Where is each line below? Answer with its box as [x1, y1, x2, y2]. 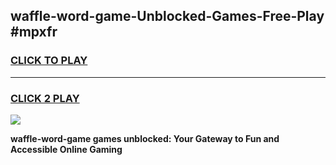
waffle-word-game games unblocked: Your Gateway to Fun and [10, 132, 280, 144]
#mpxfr [10, 24, 58, 41]
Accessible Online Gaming [10, 143, 123, 155]
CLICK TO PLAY [10, 54, 88, 68]
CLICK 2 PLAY [10, 91, 80, 105]
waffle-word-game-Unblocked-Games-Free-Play [10, 8, 325, 25]
